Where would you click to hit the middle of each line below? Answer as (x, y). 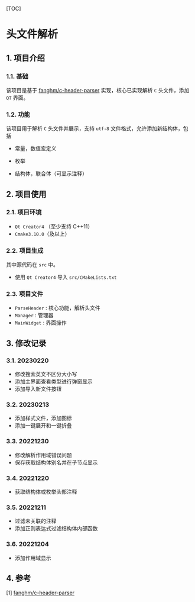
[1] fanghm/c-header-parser (40, 593)
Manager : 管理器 (34, 316)
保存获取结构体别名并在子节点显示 (56, 462)
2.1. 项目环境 (24, 213)
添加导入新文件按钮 (38, 389)
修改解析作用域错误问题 (43, 455)
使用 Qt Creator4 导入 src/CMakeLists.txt (66, 277)
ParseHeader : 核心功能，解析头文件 (57, 308)
